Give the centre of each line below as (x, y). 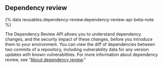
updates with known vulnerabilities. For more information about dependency (81, 54)
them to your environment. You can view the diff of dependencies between (80, 44)
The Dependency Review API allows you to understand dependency (73, 34)
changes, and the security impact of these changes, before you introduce (79, 39)
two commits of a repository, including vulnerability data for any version (77, 49)
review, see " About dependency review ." (45, 59)
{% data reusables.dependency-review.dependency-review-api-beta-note (80, 19)
